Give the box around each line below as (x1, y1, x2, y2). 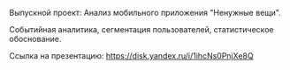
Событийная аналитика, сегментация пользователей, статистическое (9, 24, 274, 34)
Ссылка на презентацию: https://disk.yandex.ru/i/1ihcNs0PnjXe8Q (9, 51, 254, 60)
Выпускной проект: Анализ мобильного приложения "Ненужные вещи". (9, 8, 281, 17)
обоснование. (9, 34, 62, 44)
